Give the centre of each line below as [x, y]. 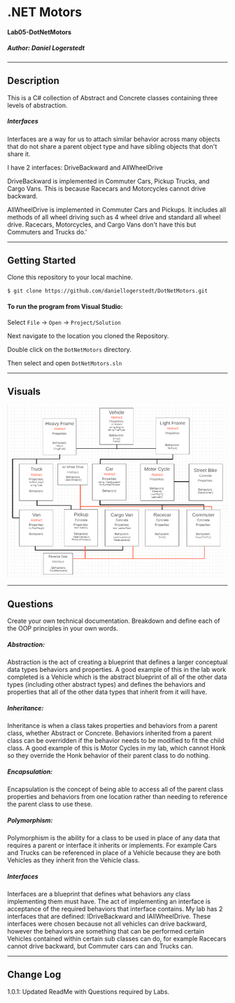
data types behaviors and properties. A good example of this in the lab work [117, 670]
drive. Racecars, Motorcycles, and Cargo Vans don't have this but [102, 224]
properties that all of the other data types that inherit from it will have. [107, 692]
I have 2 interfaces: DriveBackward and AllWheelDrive [85, 167]
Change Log [34, 975]
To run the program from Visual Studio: [65, 307]
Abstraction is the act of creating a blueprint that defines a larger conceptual [117, 662]
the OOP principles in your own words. [63, 628]
